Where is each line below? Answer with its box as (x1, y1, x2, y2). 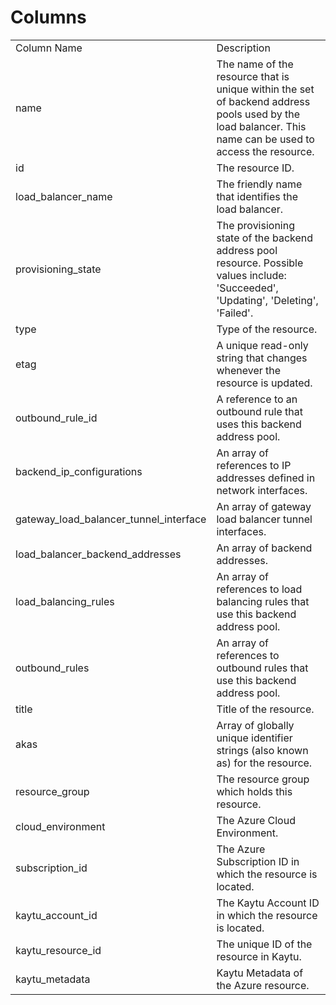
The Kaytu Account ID (216, 896, 320, 910)
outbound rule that (216, 404, 303, 418)
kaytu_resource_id (15, 943, 102, 957)
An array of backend (216, 541, 313, 555)
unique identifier (216, 731, 293, 745)
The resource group (216, 772, 310, 786)
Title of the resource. (216, 702, 315, 716)
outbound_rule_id (15, 411, 98, 425)
